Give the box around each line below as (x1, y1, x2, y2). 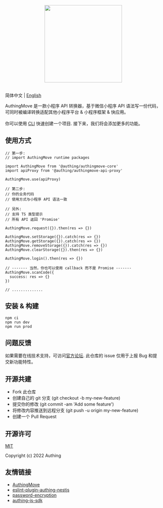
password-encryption (12, 492, 57, 498)
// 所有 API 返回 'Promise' (5, 217, 60, 222)
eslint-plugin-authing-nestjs (12, 487, 70, 493)
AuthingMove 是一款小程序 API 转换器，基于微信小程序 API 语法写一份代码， (5, 103, 161, 108)
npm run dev (5, 319, 30, 325)
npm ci (5, 315, 19, 320)
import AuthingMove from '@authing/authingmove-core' (5, 163, 119, 169)
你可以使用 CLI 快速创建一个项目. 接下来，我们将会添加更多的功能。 (5, 121, 143, 126)
